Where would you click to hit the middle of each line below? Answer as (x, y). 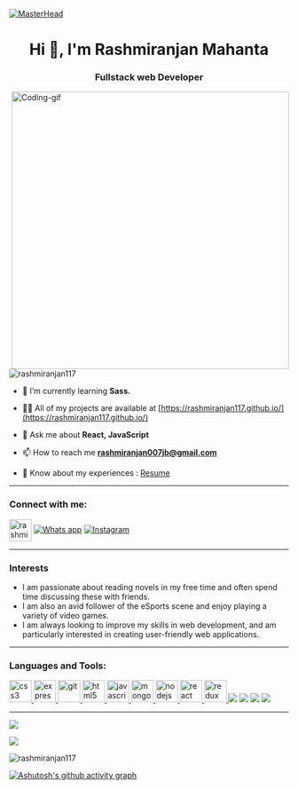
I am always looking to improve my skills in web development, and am (149, 625)
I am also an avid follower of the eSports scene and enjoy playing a (145, 606)
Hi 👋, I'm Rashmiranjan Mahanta (149, 50)
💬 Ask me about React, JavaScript (85, 435)
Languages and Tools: (58, 666)
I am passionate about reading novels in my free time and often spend (149, 588)
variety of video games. (65, 616)
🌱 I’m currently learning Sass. (76, 391)
